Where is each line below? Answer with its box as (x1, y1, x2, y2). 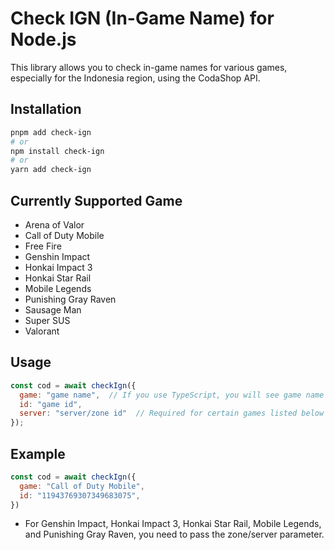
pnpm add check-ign (10, 127, 92, 137)
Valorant (24, 325, 60, 337)
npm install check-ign (10, 146, 105, 156)
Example (10, 445, 66, 462)
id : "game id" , (19, 399, 83, 409)
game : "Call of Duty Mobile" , (19, 481, 145, 491)
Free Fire (24, 240, 62, 252)
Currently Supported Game (10, 192, 183, 209)
